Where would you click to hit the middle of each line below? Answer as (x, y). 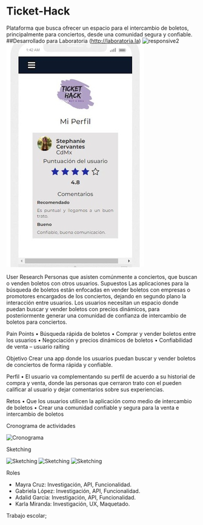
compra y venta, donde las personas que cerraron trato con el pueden (94, 383)
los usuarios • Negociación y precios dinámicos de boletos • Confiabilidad (99, 340)
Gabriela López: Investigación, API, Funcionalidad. (78, 491)
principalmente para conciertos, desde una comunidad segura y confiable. (99, 34)
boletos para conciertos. (37, 322)
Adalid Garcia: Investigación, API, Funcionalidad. (75, 497)
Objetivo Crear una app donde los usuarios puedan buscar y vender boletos (101, 358)
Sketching (19, 449)
